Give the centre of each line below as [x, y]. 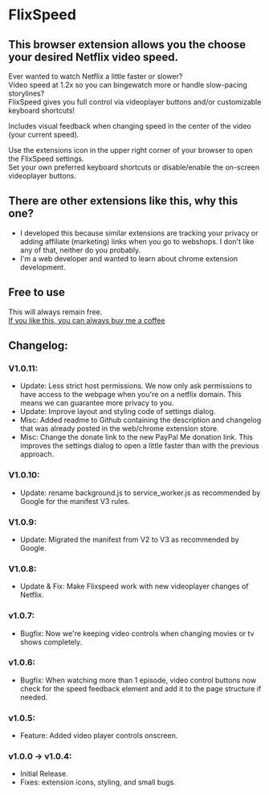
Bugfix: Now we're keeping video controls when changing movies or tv [137, 633]
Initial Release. [44, 774]
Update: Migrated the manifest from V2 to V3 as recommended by [129, 539]
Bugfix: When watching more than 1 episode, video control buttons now [138, 680]
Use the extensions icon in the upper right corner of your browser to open [130, 150]
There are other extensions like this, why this [123, 201]
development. [43, 267]
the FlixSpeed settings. [46, 159]
